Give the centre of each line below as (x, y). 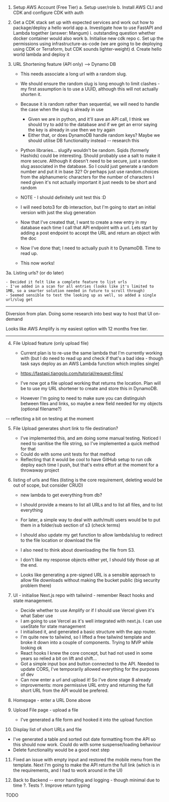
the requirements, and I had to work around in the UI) (68, 770)
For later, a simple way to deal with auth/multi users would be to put (90, 520)
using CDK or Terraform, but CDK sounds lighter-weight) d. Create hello (87, 49)
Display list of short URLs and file (47, 729)
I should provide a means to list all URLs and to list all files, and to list (92, 505)
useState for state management (53, 626)
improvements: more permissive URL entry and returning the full (87, 685)
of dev (27, 674)
